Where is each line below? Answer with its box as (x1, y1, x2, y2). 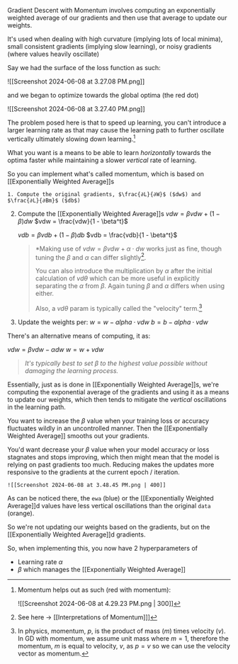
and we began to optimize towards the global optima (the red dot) (7, 91, 199, 99)
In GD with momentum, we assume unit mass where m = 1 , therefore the (17, 634, 229, 643)
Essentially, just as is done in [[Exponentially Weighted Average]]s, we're (7, 380, 220, 389)
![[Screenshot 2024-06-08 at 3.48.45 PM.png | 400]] (7, 481, 166, 488)
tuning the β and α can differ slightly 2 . (35, 251, 147, 261)
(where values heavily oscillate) (7, 50, 100, 58)
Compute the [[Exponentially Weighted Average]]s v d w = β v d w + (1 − (17, 209, 220, 218)
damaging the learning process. (24, 366, 119, 374)
